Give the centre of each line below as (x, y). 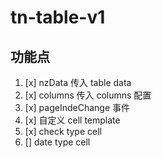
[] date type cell (57, 142)
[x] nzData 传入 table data (78, 82)
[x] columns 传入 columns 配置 (88, 95)
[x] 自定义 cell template (72, 120)
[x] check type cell (63, 131)
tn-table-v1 (58, 17)
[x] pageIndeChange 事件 (77, 107)
